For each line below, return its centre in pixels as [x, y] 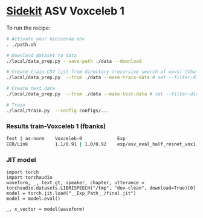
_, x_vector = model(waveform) [46, 210]
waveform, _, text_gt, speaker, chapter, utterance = [76, 183]
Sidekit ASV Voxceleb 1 [66, 11]
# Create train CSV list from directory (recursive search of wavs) [94, 72]
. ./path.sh [21, 44]
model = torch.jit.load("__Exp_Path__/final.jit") [71, 194]
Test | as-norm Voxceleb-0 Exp [66, 138]
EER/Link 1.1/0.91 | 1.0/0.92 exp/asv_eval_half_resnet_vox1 [101, 144]
